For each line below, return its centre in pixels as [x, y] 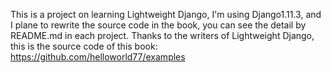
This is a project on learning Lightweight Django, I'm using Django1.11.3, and [166, 14]
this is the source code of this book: [84, 46]
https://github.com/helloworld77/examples [98, 57]
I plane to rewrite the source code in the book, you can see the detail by [158, 25]
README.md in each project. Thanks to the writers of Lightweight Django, [162, 35]
